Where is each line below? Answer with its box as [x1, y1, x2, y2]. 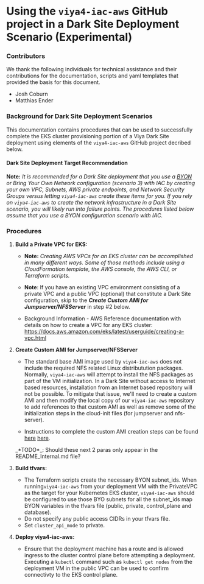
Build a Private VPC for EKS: [15, 241, 88, 248]
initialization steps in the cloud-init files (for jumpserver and [24, 410, 174, 417]
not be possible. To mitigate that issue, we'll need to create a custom [24, 390, 197, 398]
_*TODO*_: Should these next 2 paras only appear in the [15, 446, 158, 454]
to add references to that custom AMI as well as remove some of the [24, 403, 196, 410]
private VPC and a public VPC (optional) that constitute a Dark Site [24, 290, 191, 298]
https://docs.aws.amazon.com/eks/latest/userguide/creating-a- [24, 328, 185, 336]
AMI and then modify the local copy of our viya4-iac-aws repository [24, 397, 195, 404]
